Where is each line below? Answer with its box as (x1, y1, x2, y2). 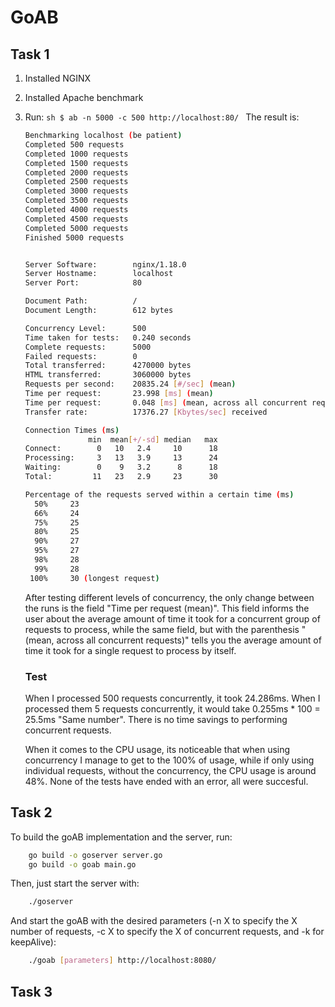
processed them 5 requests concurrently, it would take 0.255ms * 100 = (24, 702, 321, 715)
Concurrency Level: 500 (24, 323, 147, 333)
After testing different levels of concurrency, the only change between (24, 591, 315, 603)
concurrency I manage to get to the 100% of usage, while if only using (24, 754, 315, 766)
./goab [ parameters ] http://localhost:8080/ (28, 956, 217, 966)
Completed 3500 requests (24, 196, 129, 206)
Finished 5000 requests (24, 232, 125, 243)
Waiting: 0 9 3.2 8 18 (24, 462, 218, 473)
